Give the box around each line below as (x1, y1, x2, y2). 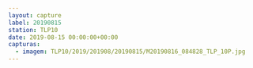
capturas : (8, 41, 41, 48)
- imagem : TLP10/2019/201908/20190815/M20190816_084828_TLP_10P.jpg (15, 48, 246, 55)
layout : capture (8, 11, 62, 20)
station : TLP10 (8, 26, 59, 34)
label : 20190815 (8, 19, 62, 27)
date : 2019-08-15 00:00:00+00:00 (8, 33, 119, 41)
